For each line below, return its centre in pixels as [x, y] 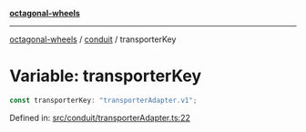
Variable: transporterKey [106, 76]
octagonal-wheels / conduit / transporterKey [93, 39]
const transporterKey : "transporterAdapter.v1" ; [103, 100]
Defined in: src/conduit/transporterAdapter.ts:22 [100, 117]
